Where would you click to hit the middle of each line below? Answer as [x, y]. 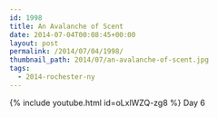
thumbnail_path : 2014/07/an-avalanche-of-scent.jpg [109, 60]
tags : [20, 69]
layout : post [34, 43]
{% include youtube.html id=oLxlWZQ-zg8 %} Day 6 [108, 102]
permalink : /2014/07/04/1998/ [67, 52]
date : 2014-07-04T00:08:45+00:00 [73, 34]
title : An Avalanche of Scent [67, 26]
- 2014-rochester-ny [56, 77]
